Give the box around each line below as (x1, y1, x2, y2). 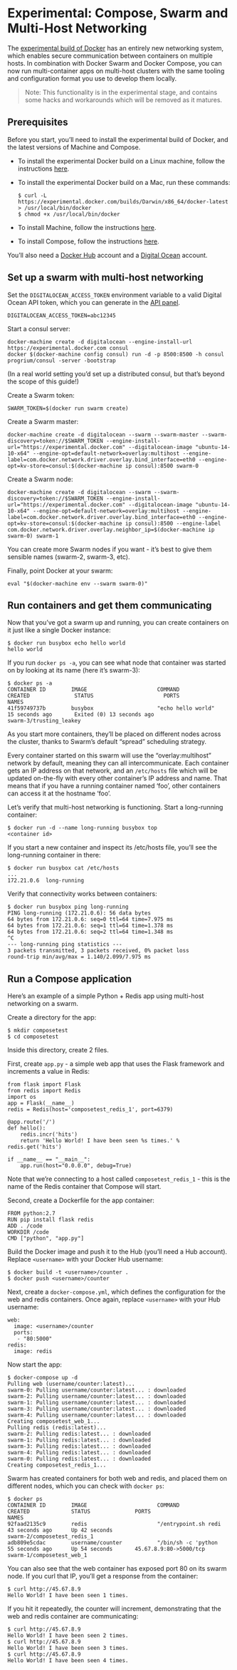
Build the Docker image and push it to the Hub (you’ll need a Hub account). (7, 1247, 228, 1256)
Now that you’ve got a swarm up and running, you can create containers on (7, 618, 229, 627)
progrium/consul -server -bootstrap (7, 357, 116, 364)
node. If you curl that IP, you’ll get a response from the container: (7, 1572, 199, 1581)
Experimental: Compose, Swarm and (7, 5, 228, 21)
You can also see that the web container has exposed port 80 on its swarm (7, 1564, 227, 1573)
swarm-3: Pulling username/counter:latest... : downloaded (7, 1405, 186, 1413)
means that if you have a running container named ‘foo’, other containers (7, 782, 221, 790)
